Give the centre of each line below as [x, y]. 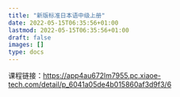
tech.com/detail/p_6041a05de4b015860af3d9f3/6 [90, 84]
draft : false [30, 37]
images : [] [26, 45]
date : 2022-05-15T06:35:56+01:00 [63, 23]
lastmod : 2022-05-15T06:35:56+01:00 [69, 30]
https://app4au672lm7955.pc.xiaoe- [102, 75]
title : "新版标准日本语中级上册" [57, 15]
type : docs [26, 52]
